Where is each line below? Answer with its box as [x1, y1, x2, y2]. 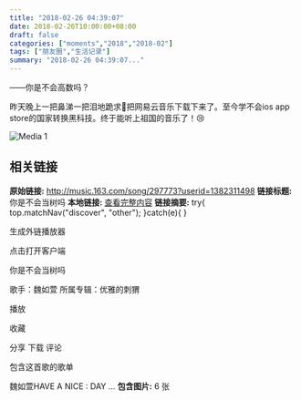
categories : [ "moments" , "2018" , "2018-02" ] [9, 38, 173, 48]
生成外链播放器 [9, 225, 66, 237]
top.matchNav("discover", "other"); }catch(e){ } [9, 207, 188, 218]
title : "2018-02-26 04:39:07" [9, 13, 125, 23]
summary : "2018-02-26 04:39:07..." [9, 56, 145, 65]
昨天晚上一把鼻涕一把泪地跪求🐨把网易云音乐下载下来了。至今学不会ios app [9, 101, 290, 112]
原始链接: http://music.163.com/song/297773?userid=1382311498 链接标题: [9, 185, 292, 196]
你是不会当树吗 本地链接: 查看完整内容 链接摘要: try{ [9, 197, 206, 208]
